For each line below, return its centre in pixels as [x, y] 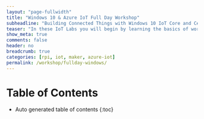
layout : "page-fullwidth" [39, 12]
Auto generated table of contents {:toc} [64, 109]
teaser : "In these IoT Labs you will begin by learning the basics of [97, 29]
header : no [20, 46]
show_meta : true [27, 35]
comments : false [27, 40]
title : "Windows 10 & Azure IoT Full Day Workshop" [73, 18]
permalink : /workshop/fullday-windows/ [57, 63]
